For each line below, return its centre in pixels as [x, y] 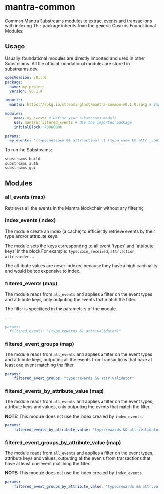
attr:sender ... [20, 256]
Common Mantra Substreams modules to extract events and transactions [79, 21]
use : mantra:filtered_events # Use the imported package [73, 122]
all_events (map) [25, 197]
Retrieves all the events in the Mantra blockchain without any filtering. [75, 208]
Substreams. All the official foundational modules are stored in [68, 63]
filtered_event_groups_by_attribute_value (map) [63, 442]
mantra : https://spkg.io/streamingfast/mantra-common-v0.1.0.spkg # [81, 105]
